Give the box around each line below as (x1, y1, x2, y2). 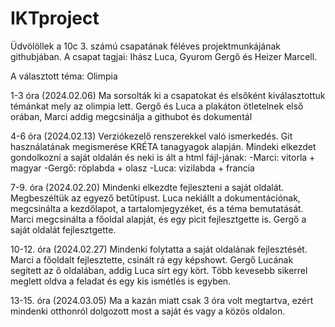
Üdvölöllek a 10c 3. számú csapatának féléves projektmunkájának (10, 40, 282, 52)
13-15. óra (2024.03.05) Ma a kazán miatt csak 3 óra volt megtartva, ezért (10, 294, 314, 306)
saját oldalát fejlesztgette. (10, 223, 117, 236)
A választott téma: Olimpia (10, 70, 118, 82)
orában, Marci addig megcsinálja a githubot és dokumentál (10, 110, 253, 122)
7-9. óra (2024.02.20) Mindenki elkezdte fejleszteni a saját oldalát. (10, 181, 285, 193)
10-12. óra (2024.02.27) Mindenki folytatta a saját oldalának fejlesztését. (10, 243, 308, 255)
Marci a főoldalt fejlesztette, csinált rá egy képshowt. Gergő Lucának (10, 253, 294, 266)
